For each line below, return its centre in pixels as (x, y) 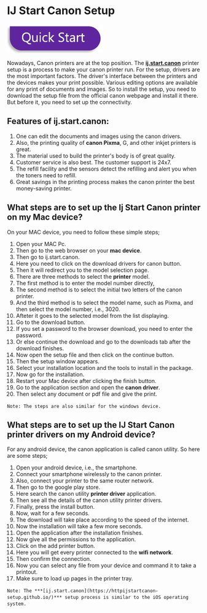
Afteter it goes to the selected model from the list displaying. (92, 315)
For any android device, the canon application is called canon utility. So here (103, 449)
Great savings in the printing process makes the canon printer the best (105, 182)
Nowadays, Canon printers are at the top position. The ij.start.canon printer (103, 63)
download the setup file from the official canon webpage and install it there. (103, 95)
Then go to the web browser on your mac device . (79, 250)
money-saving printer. (44, 188)
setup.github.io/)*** (35, 598)
